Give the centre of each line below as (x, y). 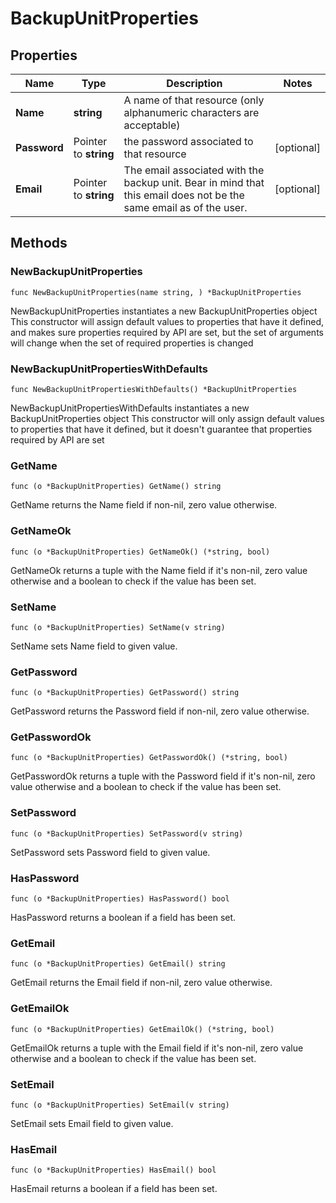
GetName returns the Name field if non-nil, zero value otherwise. (144, 505)
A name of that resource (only (194, 100)
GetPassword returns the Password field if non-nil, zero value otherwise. (160, 711)
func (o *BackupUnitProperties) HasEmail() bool (113, 1170)
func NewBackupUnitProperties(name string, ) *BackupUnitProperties (156, 292)
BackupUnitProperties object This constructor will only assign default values (167, 418)
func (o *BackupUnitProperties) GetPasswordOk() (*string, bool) (149, 758)
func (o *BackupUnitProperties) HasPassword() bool (120, 899)
